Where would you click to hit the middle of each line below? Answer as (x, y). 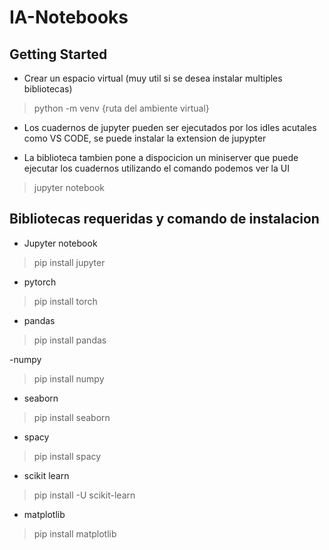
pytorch (40, 282)
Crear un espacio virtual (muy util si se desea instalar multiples (153, 78)
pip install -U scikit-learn (84, 495)
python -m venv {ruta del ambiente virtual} (121, 108)
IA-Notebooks (69, 17)
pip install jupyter (69, 262)
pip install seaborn (72, 417)
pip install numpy (69, 378)
